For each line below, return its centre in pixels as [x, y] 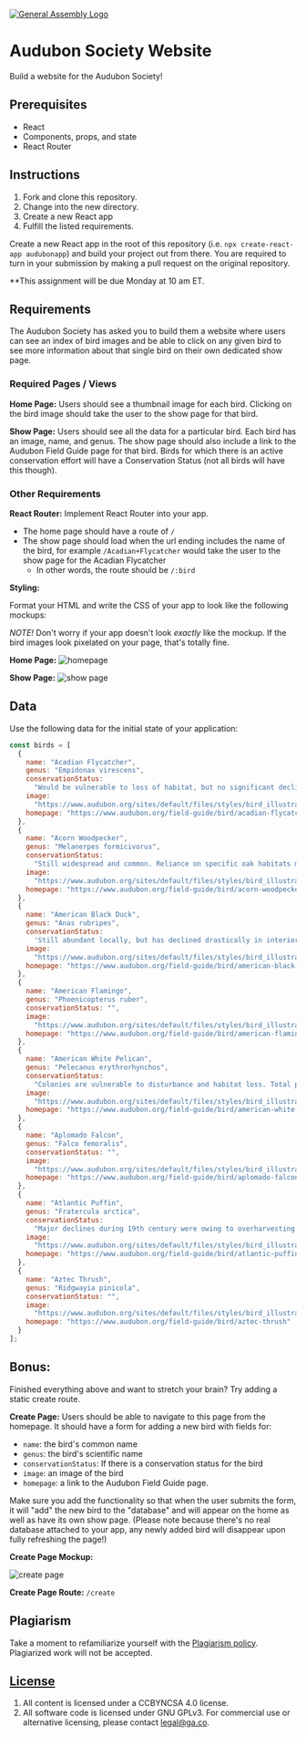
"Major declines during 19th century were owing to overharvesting [164, 1228]
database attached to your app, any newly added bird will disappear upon [148, 1529]
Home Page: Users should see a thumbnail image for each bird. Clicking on [151, 404]
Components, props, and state [80, 136]
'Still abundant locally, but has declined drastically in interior [166, 940]
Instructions [45, 175]
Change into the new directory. [81, 206]
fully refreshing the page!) [58, 1539]
